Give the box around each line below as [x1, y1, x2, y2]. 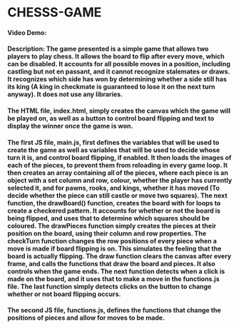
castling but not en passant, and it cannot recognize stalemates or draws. [7, 67, 230, 76]
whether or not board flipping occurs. [7, 290, 121, 298]
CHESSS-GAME [7, 4, 102, 21]
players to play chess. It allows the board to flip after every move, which [7, 52, 225, 61]
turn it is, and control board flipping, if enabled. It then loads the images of [7, 153, 232, 161]
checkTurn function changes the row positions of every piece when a [7, 236, 218, 245]
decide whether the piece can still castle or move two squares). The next [7, 191, 228, 200]
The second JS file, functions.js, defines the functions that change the [7, 306, 221, 315]
